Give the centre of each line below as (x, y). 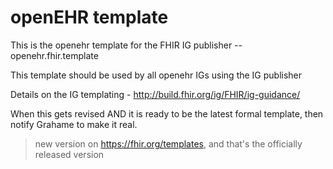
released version (69, 154)
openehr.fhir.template (54, 55)
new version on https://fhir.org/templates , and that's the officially (168, 143)
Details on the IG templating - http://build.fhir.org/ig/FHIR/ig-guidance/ (155, 94)
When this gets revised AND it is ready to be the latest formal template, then (167, 113)
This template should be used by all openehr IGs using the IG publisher (156, 75)
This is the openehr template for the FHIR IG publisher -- (126, 45)
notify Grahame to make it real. (74, 124)
